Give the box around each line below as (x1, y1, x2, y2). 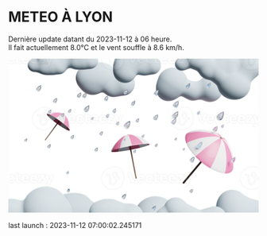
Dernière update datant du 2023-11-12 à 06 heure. (8, 34, 172, 44)
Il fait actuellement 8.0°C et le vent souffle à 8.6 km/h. (8, 42, 184, 52)
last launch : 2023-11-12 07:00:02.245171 (8, 221, 142, 230)
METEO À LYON (8, 8, 114, 26)
